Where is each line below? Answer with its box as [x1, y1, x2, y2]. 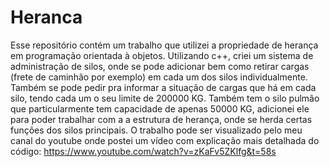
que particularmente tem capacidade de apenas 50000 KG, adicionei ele [10, 102, 310, 115]
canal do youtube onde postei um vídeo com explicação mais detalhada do [10, 134, 320, 146]
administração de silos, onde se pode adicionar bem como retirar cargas [10, 60, 310, 72]
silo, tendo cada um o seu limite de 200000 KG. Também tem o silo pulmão [10, 92, 320, 104]
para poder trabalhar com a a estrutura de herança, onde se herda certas [10, 113, 313, 125]
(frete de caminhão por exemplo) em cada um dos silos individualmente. [10, 71, 308, 83]
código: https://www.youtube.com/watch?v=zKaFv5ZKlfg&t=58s [10, 145, 277, 157]
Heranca [10, 6, 83, 29]
